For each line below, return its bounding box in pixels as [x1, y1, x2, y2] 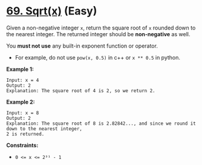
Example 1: [6, 65, 34, 73]
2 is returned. [6, 131, 45, 137]
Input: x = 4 [6, 77, 39, 83]
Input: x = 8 [6, 110, 39, 116]
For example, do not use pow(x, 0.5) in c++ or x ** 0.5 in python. [15, 54, 180, 61]
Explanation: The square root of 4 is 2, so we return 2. [6, 87, 155, 94]
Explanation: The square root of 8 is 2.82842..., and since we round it [6, 120, 197, 126]
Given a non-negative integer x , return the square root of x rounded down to [6, 24, 196, 31]
